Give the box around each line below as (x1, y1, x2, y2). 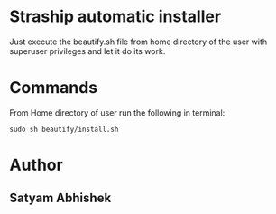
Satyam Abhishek (9, 191, 112, 206)
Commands (9, 78, 98, 98)
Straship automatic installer (9, 6, 222, 27)
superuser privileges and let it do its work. (9, 45, 166, 56)
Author (9, 155, 63, 175)
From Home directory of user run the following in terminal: (9, 107, 225, 118)
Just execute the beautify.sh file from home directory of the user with (9, 36, 268, 47)
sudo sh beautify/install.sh (9, 125, 119, 134)
